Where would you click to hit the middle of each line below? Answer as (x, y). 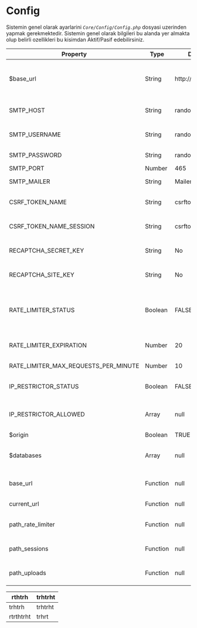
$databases (26, 455)
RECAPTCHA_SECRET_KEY (47, 250)
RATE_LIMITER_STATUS (42, 310)
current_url (24, 503)
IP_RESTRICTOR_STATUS (44, 386)
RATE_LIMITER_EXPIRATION (48, 345)
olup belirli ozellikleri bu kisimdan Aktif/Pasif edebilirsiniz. (75, 39)
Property (74, 54)
